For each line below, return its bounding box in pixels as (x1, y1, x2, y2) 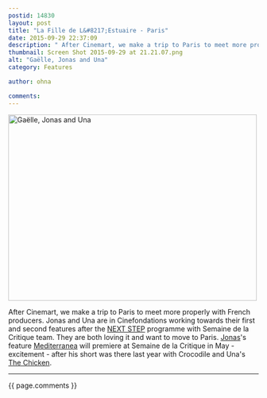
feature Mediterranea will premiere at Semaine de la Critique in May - (8, 341, 234, 350)
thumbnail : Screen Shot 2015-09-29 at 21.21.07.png (8, 48, 183, 56)
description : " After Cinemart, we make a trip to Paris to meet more (8, 41, 247, 49)
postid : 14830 (8, 11, 56, 20)
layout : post (8, 19, 52, 27)
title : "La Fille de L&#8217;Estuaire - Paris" (8, 26, 169, 34)
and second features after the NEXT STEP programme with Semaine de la (8, 323, 250, 334)
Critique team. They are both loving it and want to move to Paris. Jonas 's (8, 332, 246, 342)
